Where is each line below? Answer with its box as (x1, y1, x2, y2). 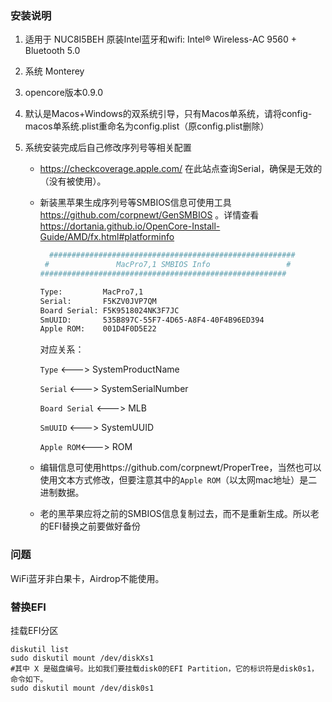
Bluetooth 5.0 (24, 45, 81, 57)
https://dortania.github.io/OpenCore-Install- (39, 220, 221, 232)
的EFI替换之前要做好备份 (39, 520, 142, 532)
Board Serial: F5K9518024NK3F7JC (39, 305, 180, 316)
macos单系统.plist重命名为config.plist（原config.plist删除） (24, 120, 270, 132)
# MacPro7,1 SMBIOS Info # (44, 260, 292, 270)
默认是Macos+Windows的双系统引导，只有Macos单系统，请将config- (24, 108, 313, 120)
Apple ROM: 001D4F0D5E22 (39, 324, 157, 334)
